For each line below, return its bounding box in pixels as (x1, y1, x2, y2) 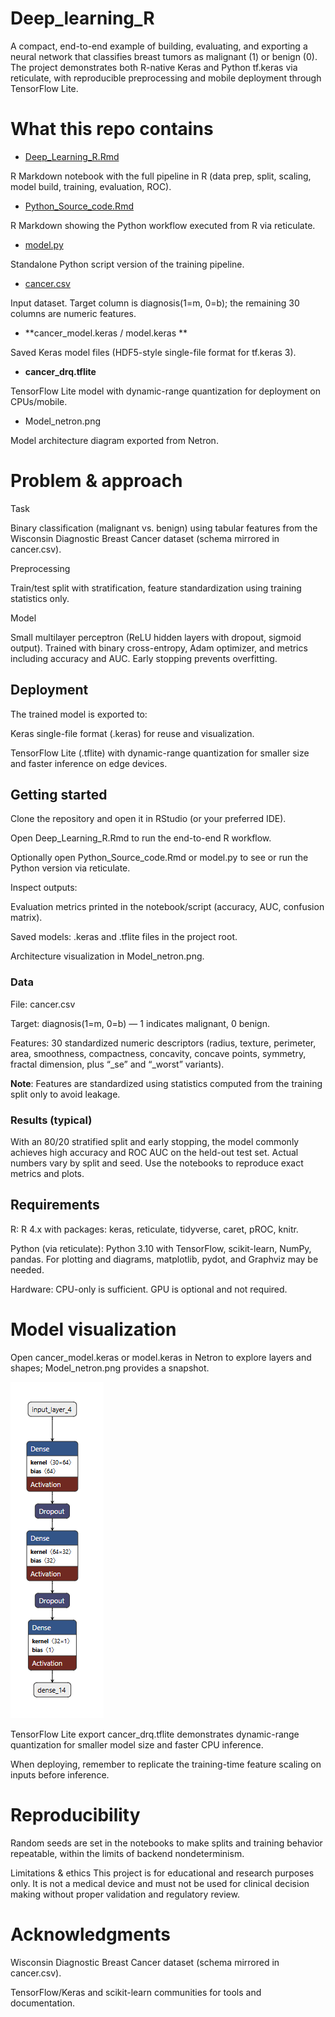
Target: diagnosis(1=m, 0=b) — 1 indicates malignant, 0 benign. (10, 1017, 270, 1029)
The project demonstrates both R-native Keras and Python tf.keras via (10, 61, 298, 73)
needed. (10, 1263, 45, 1276)
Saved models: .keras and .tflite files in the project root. (10, 931, 238, 943)
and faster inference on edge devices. (10, 757, 168, 769)
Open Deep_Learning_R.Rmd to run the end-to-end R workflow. (10, 832, 272, 844)
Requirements (10, 1197, 100, 1214)
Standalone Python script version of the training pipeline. (10, 258, 245, 270)
